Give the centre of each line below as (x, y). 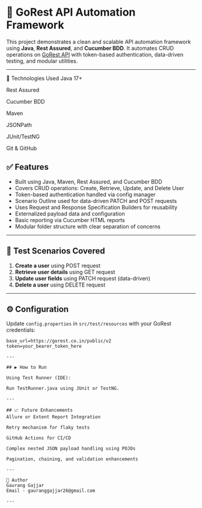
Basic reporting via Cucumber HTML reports (70, 220)
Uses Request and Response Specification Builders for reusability (96, 207)
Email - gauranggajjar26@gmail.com (51, 491)
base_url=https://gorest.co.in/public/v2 (59, 341)
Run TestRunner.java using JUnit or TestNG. (63, 389)
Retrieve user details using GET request (65, 272)
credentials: (21, 330)
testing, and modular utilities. (42, 61)
